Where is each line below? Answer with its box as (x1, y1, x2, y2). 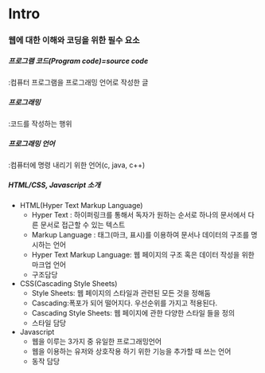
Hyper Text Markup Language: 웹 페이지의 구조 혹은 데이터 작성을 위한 (31, 249, 255, 259)
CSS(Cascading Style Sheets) (19, 278, 118, 288)
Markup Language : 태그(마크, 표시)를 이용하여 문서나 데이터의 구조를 (31, 230, 249, 239)
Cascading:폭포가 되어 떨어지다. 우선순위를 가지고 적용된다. (31, 298, 218, 308)
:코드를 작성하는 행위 (8, 119, 72, 128)
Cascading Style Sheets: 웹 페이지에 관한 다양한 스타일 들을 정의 (31, 308, 236, 317)
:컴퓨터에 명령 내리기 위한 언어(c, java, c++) (8, 160, 146, 170)
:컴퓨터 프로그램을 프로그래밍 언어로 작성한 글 (8, 77, 149, 88)
